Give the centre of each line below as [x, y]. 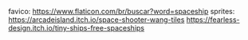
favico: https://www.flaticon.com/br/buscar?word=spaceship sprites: [122, 11]
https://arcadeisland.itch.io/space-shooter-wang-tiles [96, 20]
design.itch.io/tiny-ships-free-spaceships [77, 28]
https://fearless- [213, 20]
